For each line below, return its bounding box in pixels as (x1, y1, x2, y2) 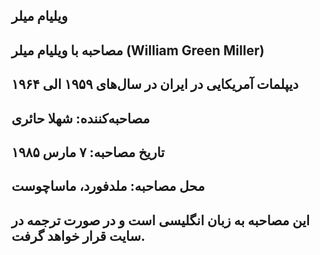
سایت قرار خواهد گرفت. (11, 227, 146, 244)
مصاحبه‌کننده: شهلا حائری (11, 110, 151, 127)
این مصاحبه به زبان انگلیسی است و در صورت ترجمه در (11, 212, 311, 229)
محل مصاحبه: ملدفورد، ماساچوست (11, 178, 206, 195)
